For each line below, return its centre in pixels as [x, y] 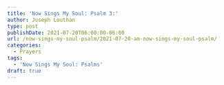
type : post [23, 26]
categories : [24, 45]
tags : [15, 58]
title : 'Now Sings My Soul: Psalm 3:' [63, 13]
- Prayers [27, 52]
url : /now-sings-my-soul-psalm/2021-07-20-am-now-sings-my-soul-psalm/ [112, 39]
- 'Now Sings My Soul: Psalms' [58, 64]
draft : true [24, 71]
